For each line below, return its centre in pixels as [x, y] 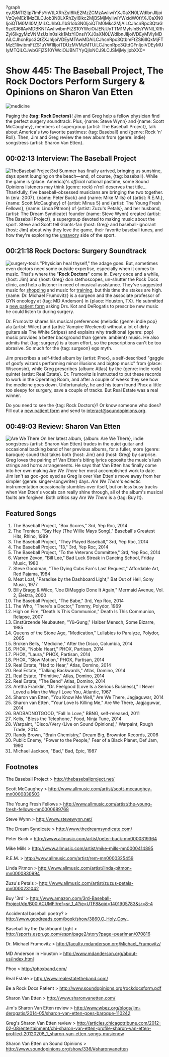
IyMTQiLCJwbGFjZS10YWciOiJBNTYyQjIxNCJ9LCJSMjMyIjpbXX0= [76, 50]
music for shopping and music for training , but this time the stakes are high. [84, 290]
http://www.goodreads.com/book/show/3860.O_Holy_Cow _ [67, 919]
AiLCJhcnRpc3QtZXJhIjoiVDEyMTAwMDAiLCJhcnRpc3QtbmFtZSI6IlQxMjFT [85, 39]
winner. [13, 395]
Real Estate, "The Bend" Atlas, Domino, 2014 [59, 681]
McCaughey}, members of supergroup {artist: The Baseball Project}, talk [81, 126]
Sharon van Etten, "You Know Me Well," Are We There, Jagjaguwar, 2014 [88, 697]
